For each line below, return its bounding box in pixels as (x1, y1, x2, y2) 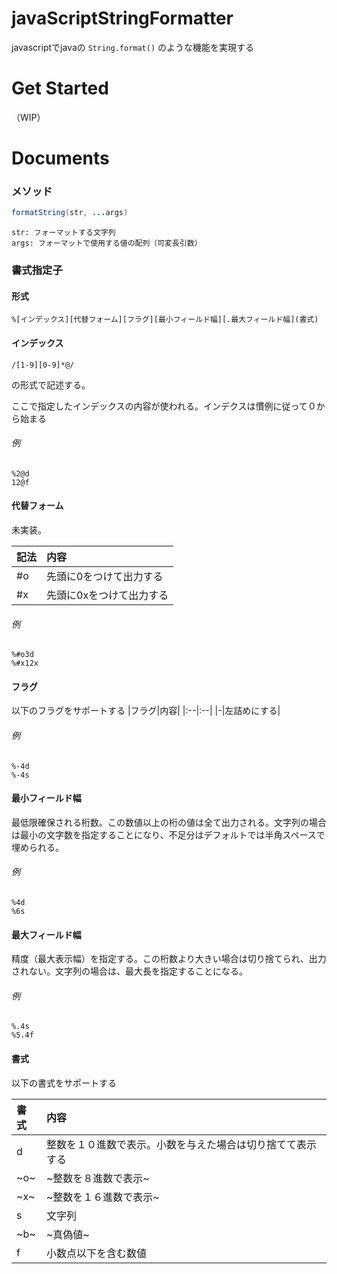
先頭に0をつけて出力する (46, 569, 164, 583)
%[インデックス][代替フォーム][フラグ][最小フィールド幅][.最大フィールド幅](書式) (11, 315, 319, 325)
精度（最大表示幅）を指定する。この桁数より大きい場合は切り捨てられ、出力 (11, 953, 327, 965)
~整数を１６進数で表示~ (45, 1190, 160, 1204)
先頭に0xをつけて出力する (46, 588, 169, 602)
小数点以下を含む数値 (45, 1246, 147, 1260)
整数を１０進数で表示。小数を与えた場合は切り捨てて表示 (45, 1137, 317, 1151)
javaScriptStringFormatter (11, 7, 234, 30)
